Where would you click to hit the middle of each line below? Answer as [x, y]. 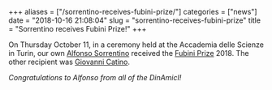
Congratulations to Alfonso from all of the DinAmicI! [95, 77]
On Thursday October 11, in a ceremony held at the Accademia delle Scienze [136, 45]
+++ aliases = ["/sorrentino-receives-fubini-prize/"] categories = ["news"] [133, 12]
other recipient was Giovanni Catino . [69, 62]
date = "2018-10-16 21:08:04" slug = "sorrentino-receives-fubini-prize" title [135, 20]
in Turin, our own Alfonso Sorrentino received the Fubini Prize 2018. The [129, 53]
